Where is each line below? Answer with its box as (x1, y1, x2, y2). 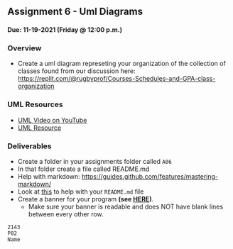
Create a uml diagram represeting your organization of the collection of (17, 60, 226, 68)
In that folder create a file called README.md (17, 165, 150, 173)
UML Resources (7, 99, 63, 109)
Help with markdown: (17, 172, 80, 180)
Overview (7, 43, 42, 52)
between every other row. (28, 209, 104, 218)
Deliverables (7, 141, 52, 151)
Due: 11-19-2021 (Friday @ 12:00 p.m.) (7, 25, 123, 34)
